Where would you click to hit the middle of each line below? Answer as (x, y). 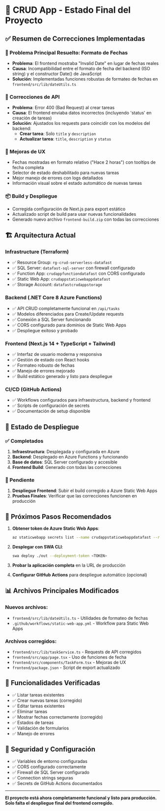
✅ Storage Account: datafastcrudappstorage (57, 285)
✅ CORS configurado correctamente (49, 767)
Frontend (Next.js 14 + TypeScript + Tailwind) (60, 344)
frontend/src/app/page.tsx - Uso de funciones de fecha (69, 657)
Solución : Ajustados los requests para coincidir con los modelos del (81, 123)
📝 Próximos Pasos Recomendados (58, 516)
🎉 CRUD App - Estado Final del (68, 10)
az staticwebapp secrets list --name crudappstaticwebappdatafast (82, 538)
